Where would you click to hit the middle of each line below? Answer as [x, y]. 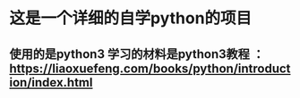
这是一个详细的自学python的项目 [131, 18]
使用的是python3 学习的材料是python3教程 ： [137, 54]
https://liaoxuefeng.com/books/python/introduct [150, 68]
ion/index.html [51, 82]
